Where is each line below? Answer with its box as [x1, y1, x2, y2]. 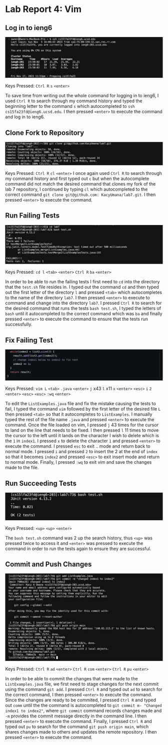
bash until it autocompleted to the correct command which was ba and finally [5, 311, 162, 317]
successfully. [5, 321, 32, 327]
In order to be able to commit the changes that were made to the [5, 675, 138, 681]
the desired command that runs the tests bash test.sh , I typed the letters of [5, 305, 161, 311]
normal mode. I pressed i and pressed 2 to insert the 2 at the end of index [5, 449, 158, 455]
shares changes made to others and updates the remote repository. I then [5, 728, 157, 735]
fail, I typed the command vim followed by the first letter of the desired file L [5, 406, 161, 412]
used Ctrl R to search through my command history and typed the [5, 98, 142, 104]
